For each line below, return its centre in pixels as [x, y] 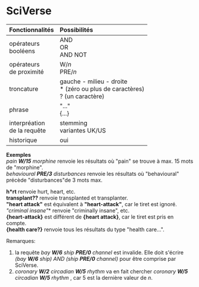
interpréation [27, 123]
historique [23, 140]
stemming [74, 123]
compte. [16, 223]
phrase [19, 109]
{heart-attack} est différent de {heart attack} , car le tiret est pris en [90, 217]
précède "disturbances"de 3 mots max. [54, 180]
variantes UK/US [83, 130]
